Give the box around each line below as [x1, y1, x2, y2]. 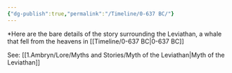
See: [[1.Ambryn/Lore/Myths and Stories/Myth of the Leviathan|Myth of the [7, 51, 225, 59]
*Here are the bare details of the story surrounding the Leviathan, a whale [7, 29, 222, 38]
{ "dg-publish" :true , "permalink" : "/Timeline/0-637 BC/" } [7, 10, 174, 18]
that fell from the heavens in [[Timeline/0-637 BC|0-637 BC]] [7, 36, 184, 46]
